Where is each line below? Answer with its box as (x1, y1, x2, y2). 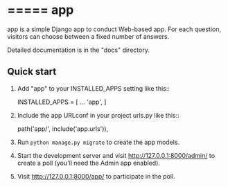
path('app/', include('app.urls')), (17, 124, 109, 133)
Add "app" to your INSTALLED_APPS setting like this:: (17, 84, 170, 92)
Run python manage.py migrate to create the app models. (17, 138, 180, 146)
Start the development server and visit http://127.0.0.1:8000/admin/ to (17, 151, 216, 159)
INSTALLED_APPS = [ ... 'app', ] (17, 98, 107, 106)
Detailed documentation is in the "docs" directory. (7, 46, 150, 54)
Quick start (7, 66, 57, 78)
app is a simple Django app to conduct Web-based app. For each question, (7, 25, 222, 33)
